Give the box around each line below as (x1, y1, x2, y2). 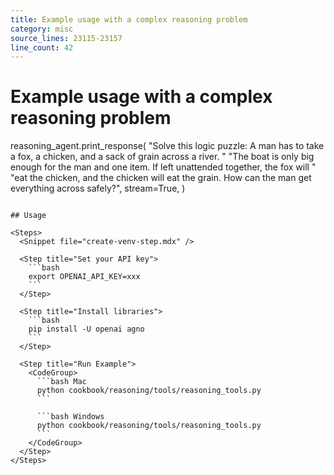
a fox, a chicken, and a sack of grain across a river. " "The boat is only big (10, 151, 315, 163)
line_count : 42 (10, 42, 74, 53)
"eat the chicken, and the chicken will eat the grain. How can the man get (10, 172, 312, 184)
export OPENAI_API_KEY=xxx (28, 272, 141, 282)
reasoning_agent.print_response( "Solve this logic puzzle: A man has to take (10, 140, 325, 152)
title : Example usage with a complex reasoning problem (10, 14, 248, 25)
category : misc (10, 24, 74, 34)
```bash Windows (36, 412, 105, 422)
